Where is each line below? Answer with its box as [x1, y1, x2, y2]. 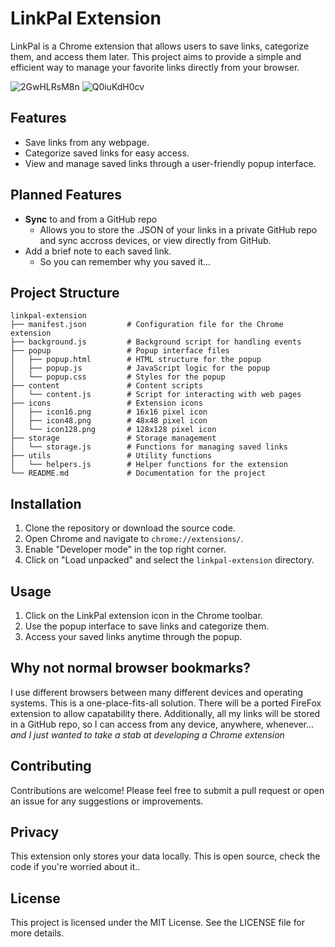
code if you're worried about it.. [10, 861, 141, 873]
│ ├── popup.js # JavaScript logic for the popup [10, 363, 271, 374]
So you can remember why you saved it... [39, 255, 212, 267]
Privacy [10, 824, 60, 841]
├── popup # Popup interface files [10, 346, 230, 356]
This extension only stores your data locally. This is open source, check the [10, 850, 321, 862]
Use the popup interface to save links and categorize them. [24, 620, 270, 632]
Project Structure [10, 284, 120, 301]
